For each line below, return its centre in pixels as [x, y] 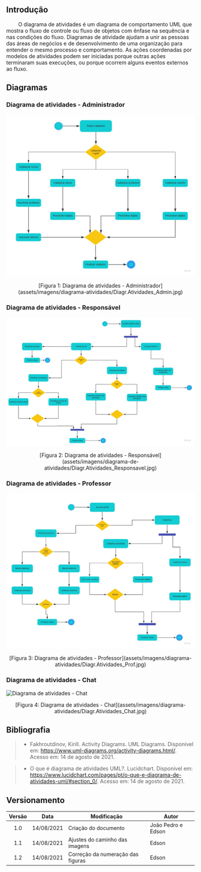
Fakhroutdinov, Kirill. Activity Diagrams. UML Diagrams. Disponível [112, 744]
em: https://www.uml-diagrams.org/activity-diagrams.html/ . [103, 750]
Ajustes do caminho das [98, 840]
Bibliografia [28, 730]
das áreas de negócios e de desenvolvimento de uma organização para [94, 43]
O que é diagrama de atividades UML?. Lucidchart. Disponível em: [111, 768]
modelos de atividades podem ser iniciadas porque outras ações [86, 56]
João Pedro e [166, 825]
